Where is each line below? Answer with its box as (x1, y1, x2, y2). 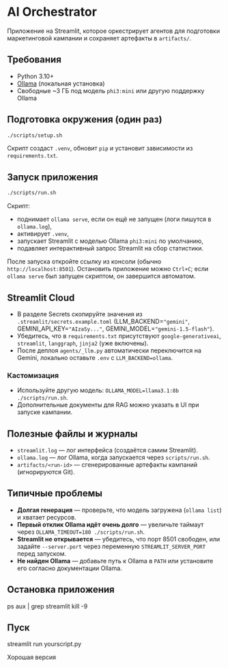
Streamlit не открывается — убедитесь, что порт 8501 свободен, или (16, 535, 220, 543)
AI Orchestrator (7, 4, 98, 20)
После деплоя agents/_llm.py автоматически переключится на (16, 346, 201, 355)
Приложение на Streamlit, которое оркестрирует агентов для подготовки (7, 27, 220, 35)
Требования (7, 54, 61, 66)
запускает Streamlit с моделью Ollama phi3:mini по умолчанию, (16, 237, 203, 245)
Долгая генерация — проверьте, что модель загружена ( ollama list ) (16, 506, 222, 514)
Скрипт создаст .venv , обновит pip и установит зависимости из (7, 144, 193, 153)
